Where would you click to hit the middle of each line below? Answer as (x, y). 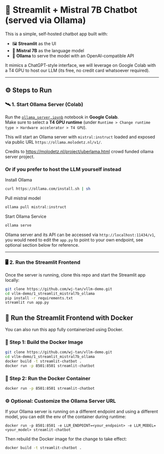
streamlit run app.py (27, 303)
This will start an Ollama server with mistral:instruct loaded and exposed (80, 137)
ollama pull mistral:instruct (36, 207)
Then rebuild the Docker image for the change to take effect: (66, 439)
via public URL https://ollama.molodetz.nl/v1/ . (54, 142)
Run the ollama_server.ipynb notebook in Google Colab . (62, 117)
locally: (12, 280)
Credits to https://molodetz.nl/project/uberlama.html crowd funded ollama (79, 151)
